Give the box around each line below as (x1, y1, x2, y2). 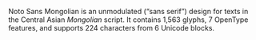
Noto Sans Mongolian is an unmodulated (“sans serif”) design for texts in (8, 7, 249, 16)
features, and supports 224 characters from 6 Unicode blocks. (8, 24, 214, 32)
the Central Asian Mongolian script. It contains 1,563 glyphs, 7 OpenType (8, 15, 249, 24)
